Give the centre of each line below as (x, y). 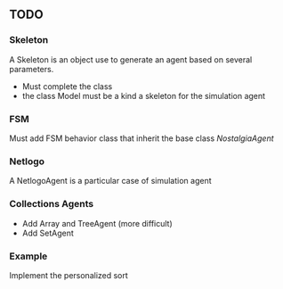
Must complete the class (67, 86)
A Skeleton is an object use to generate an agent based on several (131, 59)
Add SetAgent (48, 233)
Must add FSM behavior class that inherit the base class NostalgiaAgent (141, 138)
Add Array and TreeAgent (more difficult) (97, 223)
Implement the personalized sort (69, 275)
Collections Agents (52, 204)
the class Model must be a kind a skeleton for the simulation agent (143, 95)
